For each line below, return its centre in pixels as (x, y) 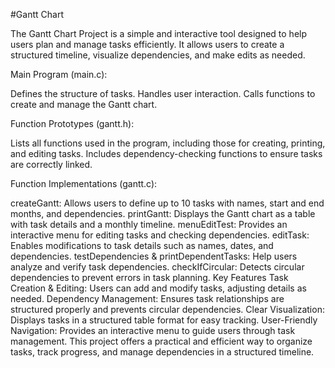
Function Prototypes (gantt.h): (72, 123)
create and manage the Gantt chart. (84, 104)
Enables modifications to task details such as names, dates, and (142, 245)
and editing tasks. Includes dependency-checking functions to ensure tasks (166, 153)
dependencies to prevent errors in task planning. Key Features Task (149, 277)
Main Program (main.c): (59, 74)
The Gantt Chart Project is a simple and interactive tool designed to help (159, 33)
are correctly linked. (51, 164)
